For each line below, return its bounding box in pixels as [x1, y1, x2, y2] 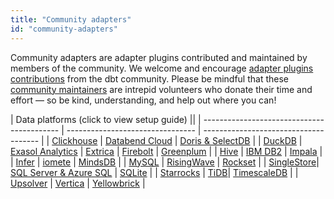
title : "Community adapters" [10, 14, 132, 25]
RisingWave [166, 156, 215, 168]
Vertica [54, 177, 85, 189]
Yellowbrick [91, 177, 140, 189]
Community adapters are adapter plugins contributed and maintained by [10, 51, 308, 63]
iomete [42, 156, 72, 168]
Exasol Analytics [10, 145, 78, 157]
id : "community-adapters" [10, 24, 118, 34]
